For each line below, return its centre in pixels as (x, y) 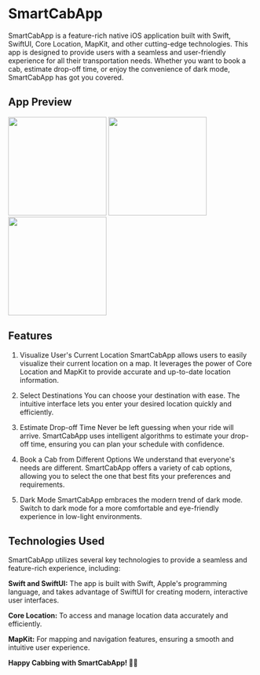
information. (39, 380)
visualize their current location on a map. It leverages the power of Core (136, 363)
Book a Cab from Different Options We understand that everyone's (127, 459)
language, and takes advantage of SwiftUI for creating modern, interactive (128, 592)
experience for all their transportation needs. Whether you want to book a (127, 61)
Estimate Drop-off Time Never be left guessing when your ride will (126, 427)
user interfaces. (34, 600)
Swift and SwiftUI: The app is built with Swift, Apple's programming (118, 584)
